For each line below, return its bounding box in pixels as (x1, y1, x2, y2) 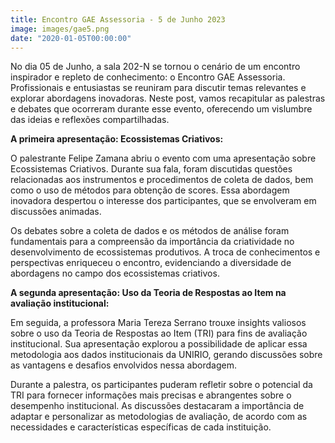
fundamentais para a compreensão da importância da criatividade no (10, 236, 295, 248)
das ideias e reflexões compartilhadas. (10, 114, 170, 126)
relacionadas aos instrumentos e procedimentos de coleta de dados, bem (10, 174, 314, 186)
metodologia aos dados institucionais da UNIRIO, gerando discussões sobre (10, 349, 323, 361)
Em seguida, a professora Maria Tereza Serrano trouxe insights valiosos (10, 317, 307, 329)
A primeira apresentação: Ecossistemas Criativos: (10, 133, 224, 145)
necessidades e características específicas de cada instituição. (10, 421, 272, 433)
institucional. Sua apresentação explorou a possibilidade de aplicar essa (10, 338, 308, 350)
